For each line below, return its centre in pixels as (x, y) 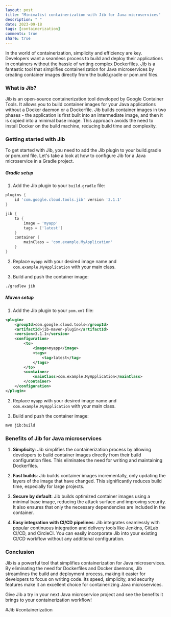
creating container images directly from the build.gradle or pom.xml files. (82, 74)
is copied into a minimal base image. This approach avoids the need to (79, 121)
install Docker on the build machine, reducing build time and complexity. (81, 126)
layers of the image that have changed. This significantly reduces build (87, 481)
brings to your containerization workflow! (48, 600)
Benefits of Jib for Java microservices (54, 438)
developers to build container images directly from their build (77, 455)
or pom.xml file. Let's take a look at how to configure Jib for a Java (76, 156)
